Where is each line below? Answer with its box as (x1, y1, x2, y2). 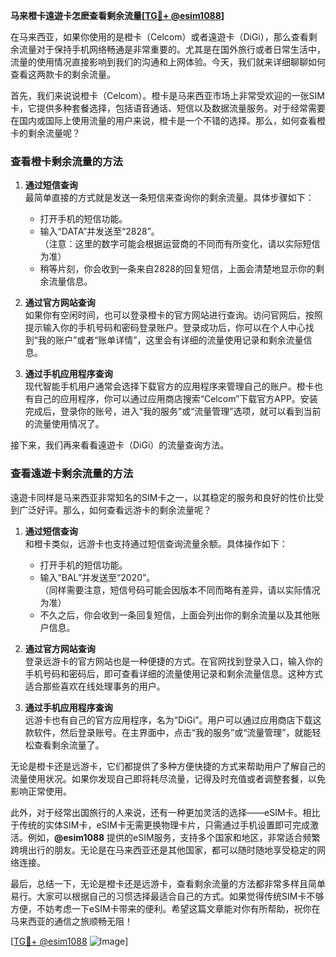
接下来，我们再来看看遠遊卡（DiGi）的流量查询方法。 (10, 439, 230, 451)
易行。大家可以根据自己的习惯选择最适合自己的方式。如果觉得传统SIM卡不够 (10, 890, 325, 902)
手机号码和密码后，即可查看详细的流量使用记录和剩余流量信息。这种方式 (24, 667, 323, 679)
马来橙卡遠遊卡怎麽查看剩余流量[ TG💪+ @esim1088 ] (10, 10, 225, 21)
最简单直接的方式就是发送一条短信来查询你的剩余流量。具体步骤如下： (24, 192, 315, 204)
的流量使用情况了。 (24, 418, 105, 430)
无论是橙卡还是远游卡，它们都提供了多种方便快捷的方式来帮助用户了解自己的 (10, 760, 326, 772)
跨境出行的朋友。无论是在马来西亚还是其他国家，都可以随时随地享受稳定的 (10, 844, 317, 856)
